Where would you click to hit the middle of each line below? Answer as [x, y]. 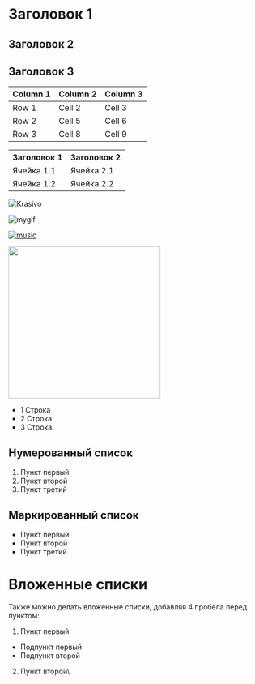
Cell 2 [70, 108]
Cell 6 [116, 121]
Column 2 [78, 94]
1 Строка [35, 410]
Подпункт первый [51, 647]
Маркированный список [74, 515]
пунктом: [24, 615]
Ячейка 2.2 [92, 184]
